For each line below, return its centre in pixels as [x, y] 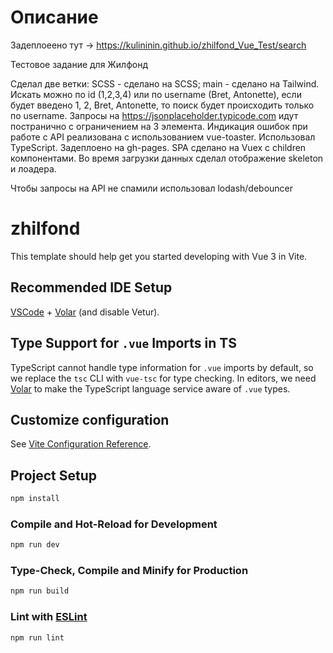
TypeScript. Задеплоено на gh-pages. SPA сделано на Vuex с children [158, 147]
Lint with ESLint [49, 617]
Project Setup [54, 475]
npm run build [40, 591]
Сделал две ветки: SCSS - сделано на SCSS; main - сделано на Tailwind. [165, 83]
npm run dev [35, 545]
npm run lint [37, 637]
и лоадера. [33, 168]
